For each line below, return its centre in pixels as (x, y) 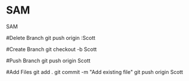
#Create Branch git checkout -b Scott (51, 49)
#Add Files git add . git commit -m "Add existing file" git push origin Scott (95, 72)
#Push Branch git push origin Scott (48, 60)
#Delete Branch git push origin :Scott (51, 38)
